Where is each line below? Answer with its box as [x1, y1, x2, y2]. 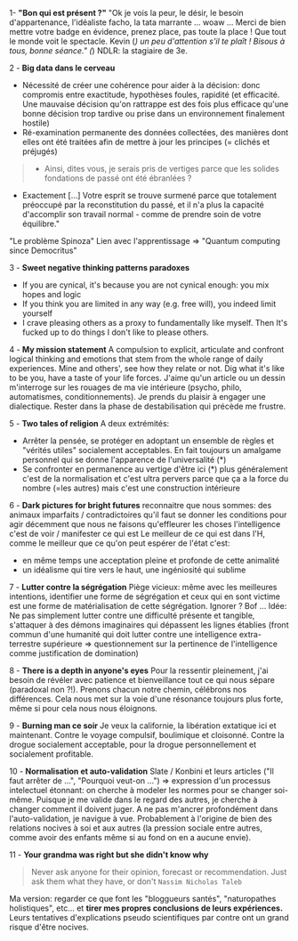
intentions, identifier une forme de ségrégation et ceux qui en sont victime [9, 591, 281, 602]
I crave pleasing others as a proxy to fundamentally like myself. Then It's [21, 318, 288, 328]
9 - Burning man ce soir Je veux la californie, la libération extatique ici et [9, 720, 278, 731]
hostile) [21, 118, 51, 128]
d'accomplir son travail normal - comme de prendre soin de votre [21, 209, 262, 219]
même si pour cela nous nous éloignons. [9, 703, 158, 713]
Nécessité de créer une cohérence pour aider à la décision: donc [21, 80, 261, 90]
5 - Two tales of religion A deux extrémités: [9, 418, 170, 428]
